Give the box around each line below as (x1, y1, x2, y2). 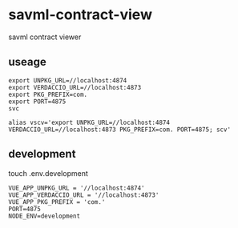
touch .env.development (8, 168, 88, 178)
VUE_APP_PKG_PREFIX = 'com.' (8, 198, 106, 206)
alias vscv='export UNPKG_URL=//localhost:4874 (8, 118, 171, 126)
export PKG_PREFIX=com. (8, 90, 88, 98)
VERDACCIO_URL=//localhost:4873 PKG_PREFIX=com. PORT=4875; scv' (8, 126, 231, 134)
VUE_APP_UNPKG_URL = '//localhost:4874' (8, 184, 146, 192)
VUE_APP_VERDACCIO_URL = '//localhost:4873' (8, 190, 159, 199)
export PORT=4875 (8, 98, 67, 106)
